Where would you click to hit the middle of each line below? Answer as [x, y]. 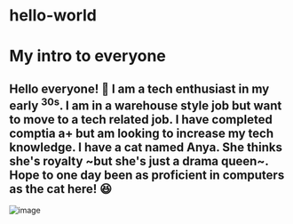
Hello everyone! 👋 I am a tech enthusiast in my [139, 88]
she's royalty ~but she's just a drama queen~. [139, 161]
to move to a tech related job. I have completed [141, 120]
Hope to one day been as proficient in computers [147, 175]
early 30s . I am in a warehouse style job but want [146, 104]
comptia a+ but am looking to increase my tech [142, 133]
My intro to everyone [88, 56]
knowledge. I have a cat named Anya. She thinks [146, 147]
